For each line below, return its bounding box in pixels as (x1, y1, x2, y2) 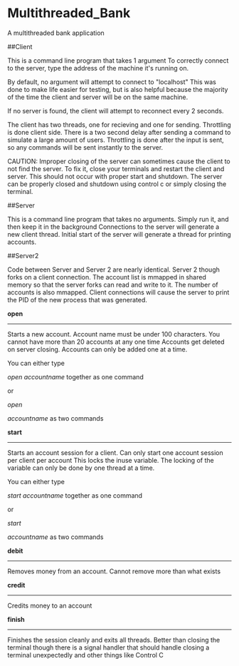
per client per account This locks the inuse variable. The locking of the (7, 456, 215, 464)
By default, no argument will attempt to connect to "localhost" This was (7, 77, 217, 86)
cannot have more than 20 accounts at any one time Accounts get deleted (7, 337, 225, 346)
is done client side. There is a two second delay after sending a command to (7, 128, 231, 136)
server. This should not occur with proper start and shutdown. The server (7, 172, 223, 180)
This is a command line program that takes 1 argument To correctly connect (7, 56, 229, 65)
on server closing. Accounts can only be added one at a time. (7, 344, 188, 354)
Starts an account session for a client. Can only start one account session (7, 448, 224, 457)
